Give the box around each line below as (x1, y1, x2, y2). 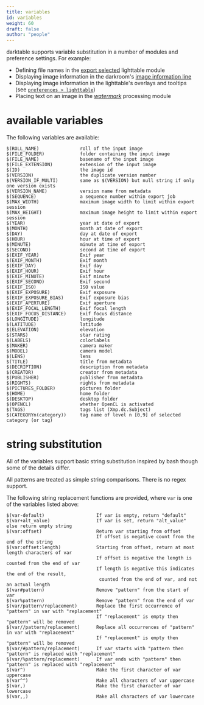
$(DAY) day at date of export (6, 231, 138, 237)
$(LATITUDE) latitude (6, 321, 102, 328)
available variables (6, 114, 104, 128)
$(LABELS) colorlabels (6, 337, 111, 344)
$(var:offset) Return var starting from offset (6, 528, 181, 535)
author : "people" (6, 32, 51, 38)
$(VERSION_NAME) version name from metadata (6, 188, 151, 195)
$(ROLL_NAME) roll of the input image (6, 146, 143, 152)
